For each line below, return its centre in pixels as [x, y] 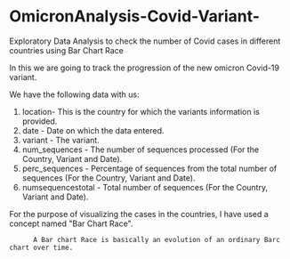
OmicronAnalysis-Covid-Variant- [135, 16]
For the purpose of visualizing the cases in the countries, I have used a [139, 214]
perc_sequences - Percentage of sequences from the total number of [149, 168]
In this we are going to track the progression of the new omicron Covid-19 [145, 68]
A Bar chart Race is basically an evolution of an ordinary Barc [156, 239]
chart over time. [41, 247]
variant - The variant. [60, 140]
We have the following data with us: [74, 94]
